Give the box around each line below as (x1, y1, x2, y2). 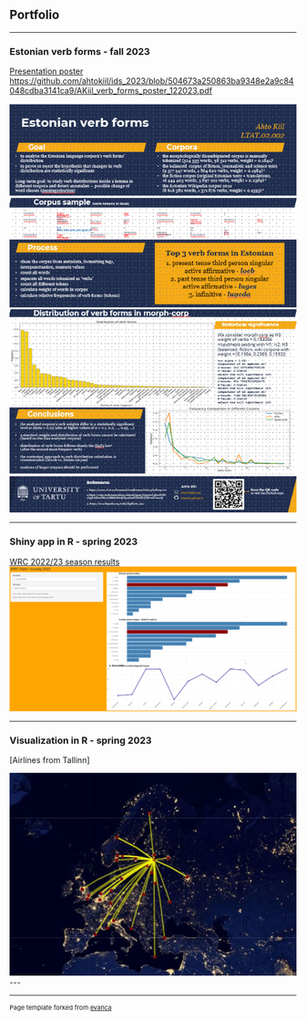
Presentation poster (9, 66, 84, 77)
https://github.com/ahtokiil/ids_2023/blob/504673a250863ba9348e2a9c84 (9, 76, 294, 87)
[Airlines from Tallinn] (9, 755, 90, 766)
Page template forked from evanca (9, 1003, 112, 1012)
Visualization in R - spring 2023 (9, 734, 152, 747)
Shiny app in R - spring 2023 (9, 535, 138, 548)
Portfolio (9, 7, 60, 23)
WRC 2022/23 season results (9, 556, 120, 567)
